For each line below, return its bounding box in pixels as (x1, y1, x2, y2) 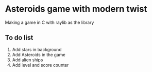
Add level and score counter (12, 62, 69, 68)
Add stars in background (12, 46, 62, 52)
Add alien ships (12, 57, 43, 63)
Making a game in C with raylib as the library (5, 19, 94, 25)
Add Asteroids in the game (12, 52, 66, 57)
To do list (5, 34, 34, 42)
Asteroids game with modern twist (5, 3, 147, 15)
